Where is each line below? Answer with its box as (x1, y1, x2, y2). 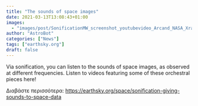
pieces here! (6, 75, 37, 82)
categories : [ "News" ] (6, 36, 60, 42)
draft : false (6, 47, 38, 53)
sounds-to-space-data (6, 93, 62, 100)
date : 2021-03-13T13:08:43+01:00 (6, 14, 88, 20)
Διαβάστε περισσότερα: (6, 87, 64, 94)
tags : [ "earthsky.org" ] (6, 42, 65, 48)
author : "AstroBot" (6, 31, 54, 37)
